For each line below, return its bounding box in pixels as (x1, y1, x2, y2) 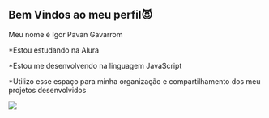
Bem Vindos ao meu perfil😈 (8, 8, 153, 22)
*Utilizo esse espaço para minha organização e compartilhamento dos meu (8, 76, 261, 86)
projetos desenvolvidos (8, 85, 87, 95)
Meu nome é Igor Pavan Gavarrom (8, 29, 123, 39)
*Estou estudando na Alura (8, 45, 100, 55)
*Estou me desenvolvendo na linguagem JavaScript (8, 61, 182, 70)
